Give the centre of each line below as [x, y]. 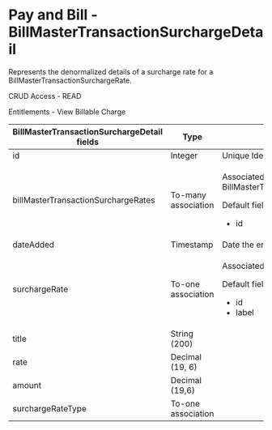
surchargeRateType [49, 408]
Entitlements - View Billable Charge [67, 112]
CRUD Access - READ [45, 96]
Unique [236, 155]
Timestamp [192, 245]
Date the [238, 245]
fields [88, 142]
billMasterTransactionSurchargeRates [84, 200]
